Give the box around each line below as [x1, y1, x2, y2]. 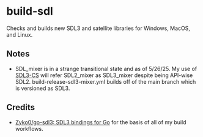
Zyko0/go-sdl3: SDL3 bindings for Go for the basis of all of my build [15, 118, 186, 126]
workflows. [15, 125, 44, 132]
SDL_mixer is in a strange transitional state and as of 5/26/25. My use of [15, 65, 197, 72]
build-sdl [6, 4, 53, 18]
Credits [6, 102, 35, 113]
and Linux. [6, 31, 33, 38]
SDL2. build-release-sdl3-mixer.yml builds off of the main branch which [15, 78, 196, 85]
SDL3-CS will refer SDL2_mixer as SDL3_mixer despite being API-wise [15, 72, 193, 79]
